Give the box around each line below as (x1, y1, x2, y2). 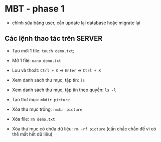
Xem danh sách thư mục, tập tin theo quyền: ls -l (12, 87, 116, 93)
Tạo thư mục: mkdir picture (12, 96, 70, 102)
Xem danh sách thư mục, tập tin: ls (12, 77, 85, 83)
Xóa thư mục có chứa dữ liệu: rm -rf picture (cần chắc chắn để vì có (12, 125, 156, 131)
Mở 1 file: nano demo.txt (12, 57, 61, 63)
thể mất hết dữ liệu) (12, 131, 53, 137)
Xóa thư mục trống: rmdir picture (12, 106, 83, 112)
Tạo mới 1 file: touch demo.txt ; (12, 47, 75, 53)
